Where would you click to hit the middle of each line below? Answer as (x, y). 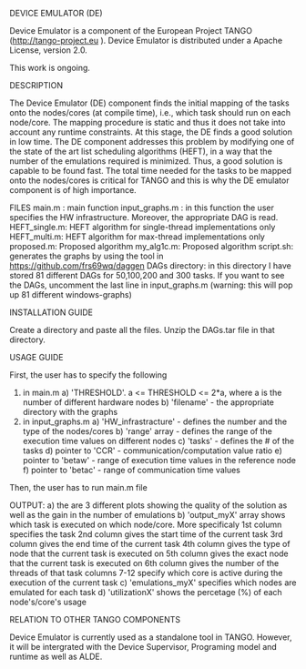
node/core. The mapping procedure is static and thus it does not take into (148, 122)
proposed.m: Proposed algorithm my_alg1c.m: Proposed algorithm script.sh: (152, 246)
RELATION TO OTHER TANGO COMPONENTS (95, 619)
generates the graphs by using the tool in (87, 256)
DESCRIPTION (36, 85)
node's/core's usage (48, 602)
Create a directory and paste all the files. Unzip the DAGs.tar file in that (142, 330)
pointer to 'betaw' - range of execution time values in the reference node (159, 460)
